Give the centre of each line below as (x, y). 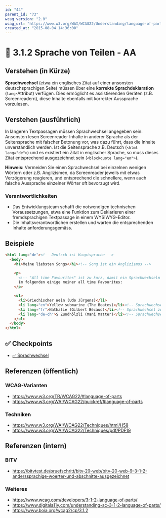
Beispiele (20, 243)
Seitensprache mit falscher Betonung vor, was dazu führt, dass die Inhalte (80, 142)
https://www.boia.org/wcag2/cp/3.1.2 (50, 510)
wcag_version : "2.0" (26, 19)
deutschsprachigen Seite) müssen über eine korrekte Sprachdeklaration (80, 88)
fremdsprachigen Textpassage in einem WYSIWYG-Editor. (71, 217)
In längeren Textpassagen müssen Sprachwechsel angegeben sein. (74, 131)
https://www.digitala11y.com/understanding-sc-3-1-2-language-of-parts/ (86, 505)
